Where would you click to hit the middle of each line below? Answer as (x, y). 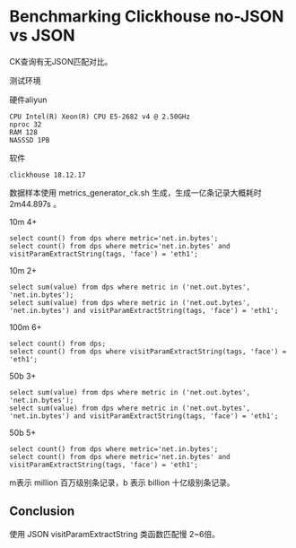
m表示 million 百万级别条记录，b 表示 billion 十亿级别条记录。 (122, 483)
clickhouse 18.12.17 (48, 175)
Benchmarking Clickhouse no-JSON (147, 17)
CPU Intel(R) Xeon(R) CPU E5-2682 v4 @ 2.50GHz (100, 117)
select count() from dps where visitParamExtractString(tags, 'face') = (148, 352)
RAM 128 (24, 132)
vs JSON (42, 35)
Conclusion (42, 512)
